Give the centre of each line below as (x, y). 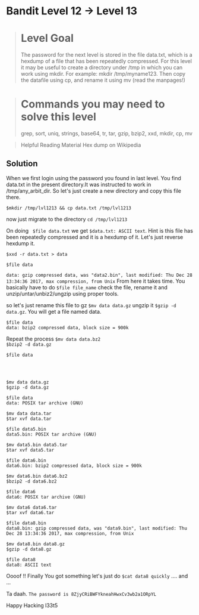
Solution (22, 164)
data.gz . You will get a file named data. (54, 311)
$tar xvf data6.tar (30, 512)
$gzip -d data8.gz (29, 549)
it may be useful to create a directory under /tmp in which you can (102, 67)
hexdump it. (21, 243)
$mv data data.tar (29, 413)
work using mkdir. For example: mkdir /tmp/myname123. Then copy (103, 74)
